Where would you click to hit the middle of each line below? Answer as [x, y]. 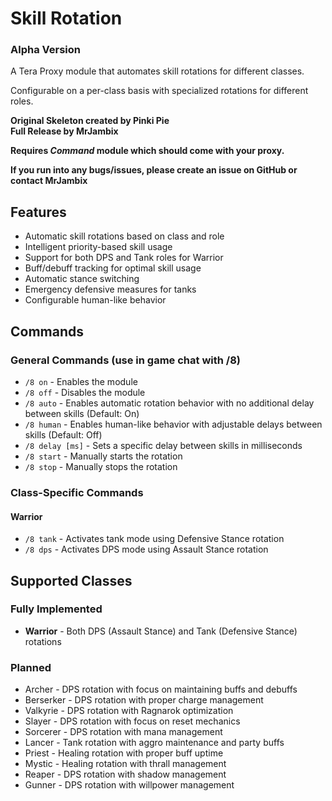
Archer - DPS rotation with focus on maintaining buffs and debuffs [161, 689]
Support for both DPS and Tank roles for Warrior [124, 258]
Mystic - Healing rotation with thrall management [125, 764]
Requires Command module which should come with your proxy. [147, 151]
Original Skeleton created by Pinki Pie [90, 121]
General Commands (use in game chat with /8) [125, 360]
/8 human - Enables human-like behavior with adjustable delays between [173, 424]
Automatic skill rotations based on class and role [124, 236]
